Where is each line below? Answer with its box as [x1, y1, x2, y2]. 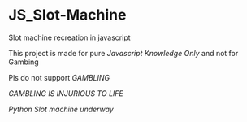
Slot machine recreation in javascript [8, 33, 132, 42]
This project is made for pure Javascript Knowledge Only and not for [8, 48, 239, 58]
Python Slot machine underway [8, 104, 114, 114]
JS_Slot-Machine [8, 6, 127, 24]
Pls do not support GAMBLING [8, 72, 110, 82]
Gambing [8, 57, 39, 67]
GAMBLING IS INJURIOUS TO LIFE [8, 88, 123, 98]
